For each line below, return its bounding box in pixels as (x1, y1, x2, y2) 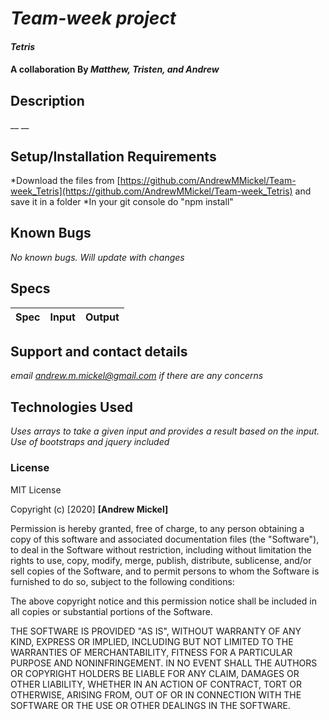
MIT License (10, 483, 62, 496)
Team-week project (10, 7, 177, 30)
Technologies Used (10, 398, 133, 416)
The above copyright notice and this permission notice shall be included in (10, 595, 317, 607)
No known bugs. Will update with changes (10, 251, 185, 263)
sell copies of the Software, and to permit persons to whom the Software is (10, 565, 320, 577)
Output (84, 310, 120, 324)
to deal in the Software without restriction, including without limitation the (10, 543, 312, 556)
